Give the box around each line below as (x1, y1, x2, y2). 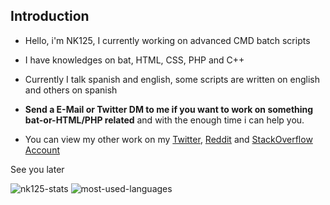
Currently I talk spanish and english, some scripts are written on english (24, 73, 321, 85)
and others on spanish (24, 84, 118, 96)
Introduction (10, 8, 90, 25)
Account (24, 144, 60, 156)
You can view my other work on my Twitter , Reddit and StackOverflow (24, 133, 313, 145)
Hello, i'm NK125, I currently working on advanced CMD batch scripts (24, 34, 311, 46)
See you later (10, 163, 65, 175)
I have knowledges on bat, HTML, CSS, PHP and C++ (24, 54, 245, 66)
